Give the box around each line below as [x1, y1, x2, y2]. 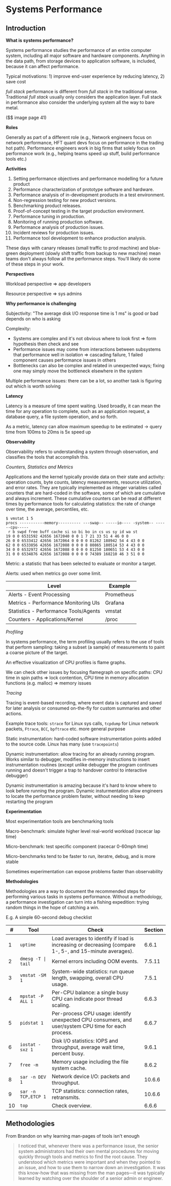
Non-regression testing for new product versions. [13, 197, 117, 203]
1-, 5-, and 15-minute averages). [51, 947, 134, 955]
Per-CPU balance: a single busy [51, 989, 129, 996]
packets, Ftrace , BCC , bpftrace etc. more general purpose [6, 726, 126, 732]
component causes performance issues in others [13, 357, 116, 363]
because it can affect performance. [6, 64, 80, 69]
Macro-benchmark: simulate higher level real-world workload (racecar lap [6, 828, 160, 834]
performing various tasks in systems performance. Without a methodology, [6, 894, 163, 900]
